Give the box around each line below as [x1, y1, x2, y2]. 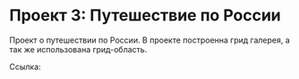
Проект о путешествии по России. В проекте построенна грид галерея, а [9, 35, 291, 45]
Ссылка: [9, 61, 42, 72]
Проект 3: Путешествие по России [9, 5, 282, 26]
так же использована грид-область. [9, 43, 148, 54]
